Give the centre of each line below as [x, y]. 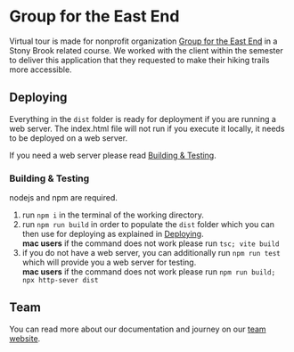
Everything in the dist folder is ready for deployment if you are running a [143, 119]
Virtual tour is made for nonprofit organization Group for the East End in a [143, 41]
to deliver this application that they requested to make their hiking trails [139, 60]
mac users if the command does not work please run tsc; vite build [151, 243]
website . [25, 338]
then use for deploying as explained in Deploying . [113, 234]
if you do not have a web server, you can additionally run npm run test [151, 253]
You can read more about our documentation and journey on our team [138, 329]
